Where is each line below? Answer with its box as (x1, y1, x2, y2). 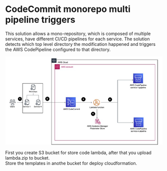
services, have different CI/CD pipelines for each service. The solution (5, 36, 150, 42)
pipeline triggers (5, 14, 75, 25)
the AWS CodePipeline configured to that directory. (5, 46, 111, 52)
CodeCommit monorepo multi (5, 3, 131, 15)
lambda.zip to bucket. (5, 155, 50, 161)
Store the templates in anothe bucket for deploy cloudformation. (5, 161, 137, 167)
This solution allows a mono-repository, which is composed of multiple (5, 30, 151, 36)
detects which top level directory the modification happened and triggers (5, 41, 156, 47)
